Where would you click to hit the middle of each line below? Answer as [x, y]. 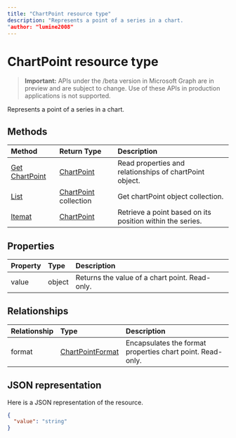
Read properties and [151, 164]
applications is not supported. [67, 96]
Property [26, 265]
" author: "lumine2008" [40, 27]
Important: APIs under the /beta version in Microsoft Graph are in [119, 81]
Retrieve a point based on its [165, 213]
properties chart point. [162, 352]
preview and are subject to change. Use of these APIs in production [122, 88]
